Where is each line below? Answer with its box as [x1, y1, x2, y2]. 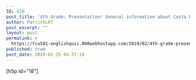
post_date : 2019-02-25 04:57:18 [6, 52, 85, 57]
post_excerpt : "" [6, 24, 48, 31]
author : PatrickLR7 [6, 19, 54, 25]
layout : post [6, 30, 38, 36]
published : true [6, 46, 45, 52]
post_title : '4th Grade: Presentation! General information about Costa [6, 14, 187, 20]
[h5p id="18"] [6, 67, 38, 74]
